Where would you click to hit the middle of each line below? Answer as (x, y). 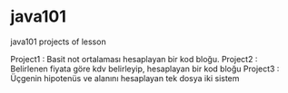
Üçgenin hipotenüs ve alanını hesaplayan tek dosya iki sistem (125, 78)
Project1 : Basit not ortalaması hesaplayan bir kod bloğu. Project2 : (134, 59)
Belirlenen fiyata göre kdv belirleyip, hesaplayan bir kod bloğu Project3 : (145, 69)
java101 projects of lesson (59, 42)
